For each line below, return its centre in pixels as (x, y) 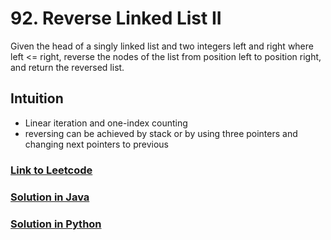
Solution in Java (50, 197)
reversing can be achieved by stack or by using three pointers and (161, 133)
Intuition (37, 98)
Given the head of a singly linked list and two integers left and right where (162, 46)
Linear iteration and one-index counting (106, 123)
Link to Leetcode (51, 170)
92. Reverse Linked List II (116, 18)
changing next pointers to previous (96, 144)
